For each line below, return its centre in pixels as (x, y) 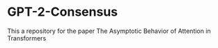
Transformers (27, 38)
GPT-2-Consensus (63, 12)
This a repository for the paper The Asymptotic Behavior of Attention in (109, 31)
